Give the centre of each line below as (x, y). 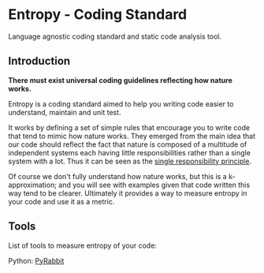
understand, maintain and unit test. (65, 112)
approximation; (33, 185)
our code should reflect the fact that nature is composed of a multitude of (128, 144)
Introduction (39, 61)
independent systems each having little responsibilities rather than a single (129, 152)
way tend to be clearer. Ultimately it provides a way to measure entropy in (128, 193)
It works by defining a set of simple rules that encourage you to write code (129, 127)
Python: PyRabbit (36, 260)
